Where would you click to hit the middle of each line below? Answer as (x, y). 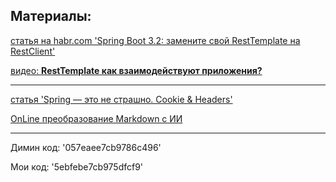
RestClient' (33, 51)
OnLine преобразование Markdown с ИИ (96, 118)
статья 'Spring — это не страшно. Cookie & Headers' (121, 99)
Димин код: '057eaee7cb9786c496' (86, 147)
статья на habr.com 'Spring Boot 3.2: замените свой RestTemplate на (155, 40)
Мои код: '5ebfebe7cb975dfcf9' (77, 166)
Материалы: (51, 16)
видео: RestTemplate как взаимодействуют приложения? (136, 70)
